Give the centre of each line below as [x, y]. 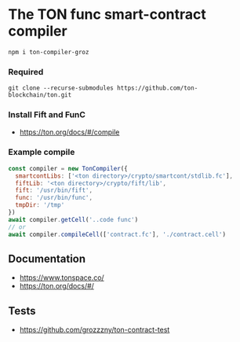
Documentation [47, 258]
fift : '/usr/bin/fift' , [54, 190]
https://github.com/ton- [157, 88]
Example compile [42, 153]
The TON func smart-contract [107, 15]
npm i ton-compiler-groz [49, 52]
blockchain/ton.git [40, 95]
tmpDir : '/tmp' [40, 205]
